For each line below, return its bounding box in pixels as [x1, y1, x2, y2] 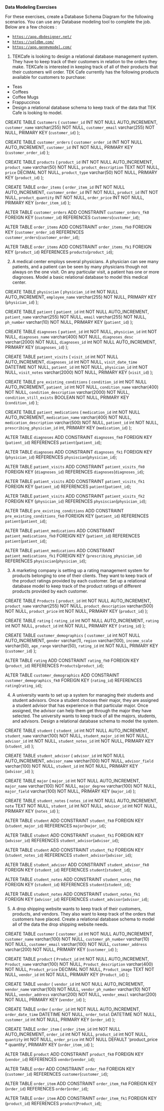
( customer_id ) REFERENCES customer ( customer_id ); [5, 1071, 109, 1077]
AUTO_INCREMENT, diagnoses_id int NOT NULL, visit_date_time [5, 359, 138, 364]
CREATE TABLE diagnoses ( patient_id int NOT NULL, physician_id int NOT [5, 329, 158, 335]
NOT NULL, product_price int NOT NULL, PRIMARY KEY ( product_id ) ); [5, 608, 148, 614]
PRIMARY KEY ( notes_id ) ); [5, 808, 60, 814]
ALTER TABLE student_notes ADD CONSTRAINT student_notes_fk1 [5, 891, 141, 897]
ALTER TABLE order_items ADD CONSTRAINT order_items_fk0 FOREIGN [5, 224, 152, 230]
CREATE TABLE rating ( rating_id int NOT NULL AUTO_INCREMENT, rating [5, 618, 159, 624]
